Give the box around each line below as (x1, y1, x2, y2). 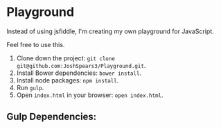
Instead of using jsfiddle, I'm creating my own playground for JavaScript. (6, 27, 214, 35)
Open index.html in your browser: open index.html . (16, 91, 163, 99)
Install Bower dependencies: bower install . (16, 69, 142, 77)
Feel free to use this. (6, 40, 65, 49)
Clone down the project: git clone (16, 53, 116, 62)
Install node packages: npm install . (16, 76, 119, 84)
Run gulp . (16, 83, 44, 92)
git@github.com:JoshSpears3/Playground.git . (16, 61, 146, 69)
